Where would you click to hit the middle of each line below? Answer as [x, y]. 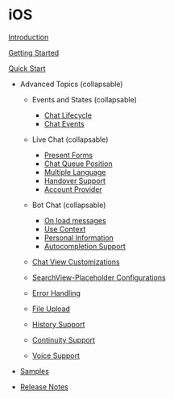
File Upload [51, 309]
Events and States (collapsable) [84, 99]
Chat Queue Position [78, 164]
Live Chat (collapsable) [70, 139]
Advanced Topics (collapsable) [71, 84]
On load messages [75, 220]
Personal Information [79, 237]
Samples [35, 371]
